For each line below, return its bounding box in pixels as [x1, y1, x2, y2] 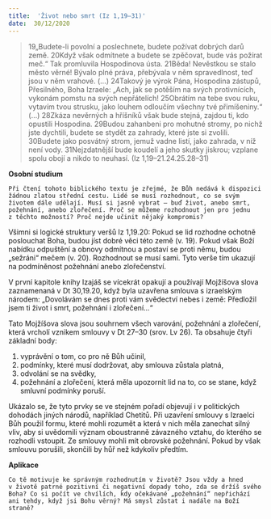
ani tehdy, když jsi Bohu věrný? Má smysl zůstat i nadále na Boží [8, 496, 240, 505]
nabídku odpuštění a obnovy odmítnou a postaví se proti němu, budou [8, 244, 241, 254]
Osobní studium [8, 169, 63, 179]
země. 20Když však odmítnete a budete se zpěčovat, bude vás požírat [27, 50, 263, 60]
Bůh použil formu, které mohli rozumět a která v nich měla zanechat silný [8, 418, 251, 428]
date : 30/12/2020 [8, 19, 70, 27]
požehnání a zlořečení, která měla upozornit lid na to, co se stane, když [19, 377, 257, 386]
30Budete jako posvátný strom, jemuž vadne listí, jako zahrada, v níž [27, 136, 256, 146]
